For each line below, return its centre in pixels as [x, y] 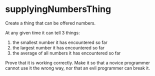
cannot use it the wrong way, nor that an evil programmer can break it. [77, 68]
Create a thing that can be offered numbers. [50, 23]
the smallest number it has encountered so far [60, 42]
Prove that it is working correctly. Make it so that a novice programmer [78, 62]
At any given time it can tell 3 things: [42, 32]
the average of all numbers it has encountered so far [66, 53]
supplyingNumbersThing [58, 9]
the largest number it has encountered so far [58, 47]
